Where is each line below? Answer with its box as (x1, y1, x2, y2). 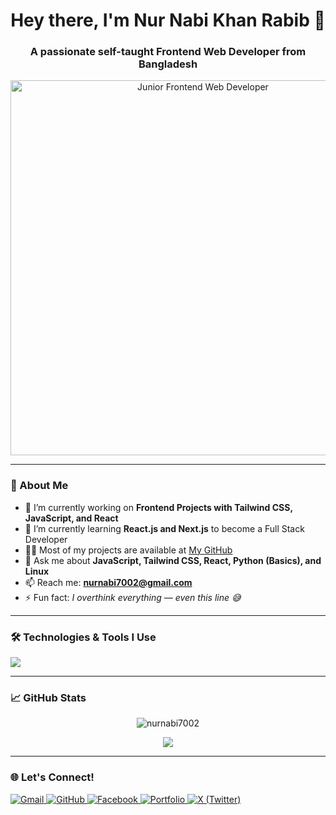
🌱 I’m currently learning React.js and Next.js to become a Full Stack (24, 522, 305, 534)
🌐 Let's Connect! (10, 770, 95, 784)
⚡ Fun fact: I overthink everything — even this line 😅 (24, 591, 242, 603)
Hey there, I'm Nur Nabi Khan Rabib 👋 (10, 9, 326, 32)
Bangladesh (138, 57, 198, 71)
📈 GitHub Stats (10, 691, 87, 704)
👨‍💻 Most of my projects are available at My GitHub (24, 544, 233, 556)
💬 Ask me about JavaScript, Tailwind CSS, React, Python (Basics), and (24, 554, 322, 566)
